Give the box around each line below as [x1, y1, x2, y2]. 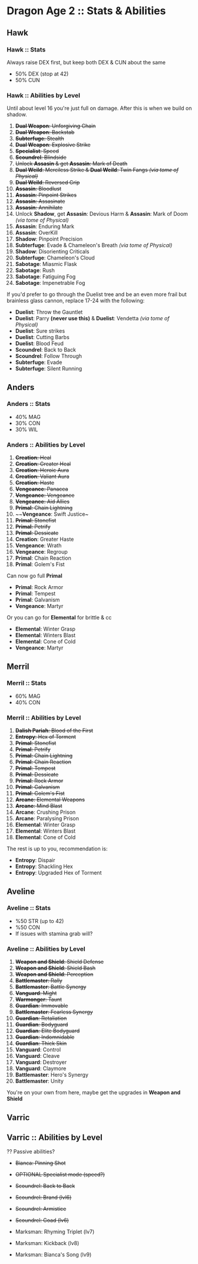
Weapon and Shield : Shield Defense [15, 958, 104, 966]
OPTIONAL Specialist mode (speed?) [15, 1171, 105, 1178]
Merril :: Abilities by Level [6, 713, 81, 722]
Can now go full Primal [6, 572, 62, 580]
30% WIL [15, 425, 38, 433]
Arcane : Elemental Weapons [15, 796, 85, 803]
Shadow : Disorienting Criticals [15, 248, 90, 255]
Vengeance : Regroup [15, 548, 68, 555]
